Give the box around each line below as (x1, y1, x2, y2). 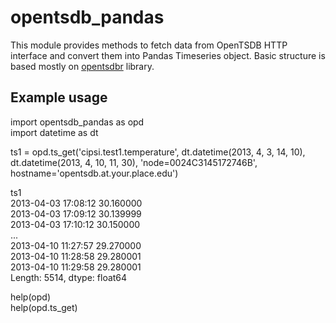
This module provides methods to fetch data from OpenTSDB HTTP (10, 39, 288, 51)
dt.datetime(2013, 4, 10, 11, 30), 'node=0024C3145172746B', (10, 156, 258, 168)
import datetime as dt (10, 126, 99, 138)
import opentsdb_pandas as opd (10, 116, 145, 128)
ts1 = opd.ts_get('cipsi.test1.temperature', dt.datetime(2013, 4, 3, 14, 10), (10, 146, 306, 158)
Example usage (10, 89, 108, 106)
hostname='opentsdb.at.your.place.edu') (10, 167, 179, 179)
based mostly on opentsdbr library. (10, 60, 155, 72)
